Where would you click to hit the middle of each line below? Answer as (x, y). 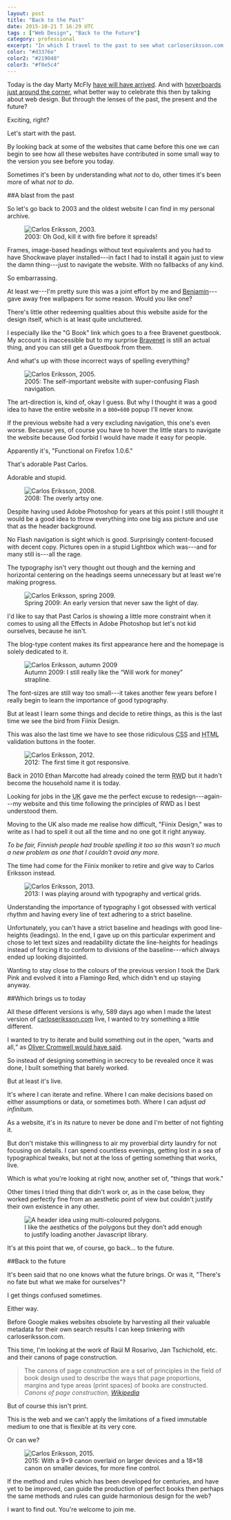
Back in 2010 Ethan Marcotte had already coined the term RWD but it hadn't (114, 776)
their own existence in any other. (53, 1206)
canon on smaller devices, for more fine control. (92, 1468)
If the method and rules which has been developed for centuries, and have (113, 1481)
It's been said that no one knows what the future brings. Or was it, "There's (114, 1274)
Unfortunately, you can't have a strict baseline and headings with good (108, 927)
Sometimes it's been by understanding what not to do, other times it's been (114, 174)
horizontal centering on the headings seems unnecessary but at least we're (114, 575)
